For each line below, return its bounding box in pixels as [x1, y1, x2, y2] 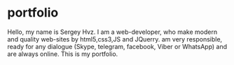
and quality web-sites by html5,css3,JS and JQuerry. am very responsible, [7, 35, 223, 43]
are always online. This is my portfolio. [7, 50, 118, 58]
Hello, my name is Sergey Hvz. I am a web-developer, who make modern [7, 28, 218, 36]
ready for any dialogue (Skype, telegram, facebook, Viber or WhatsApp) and [7, 42, 228, 50]
